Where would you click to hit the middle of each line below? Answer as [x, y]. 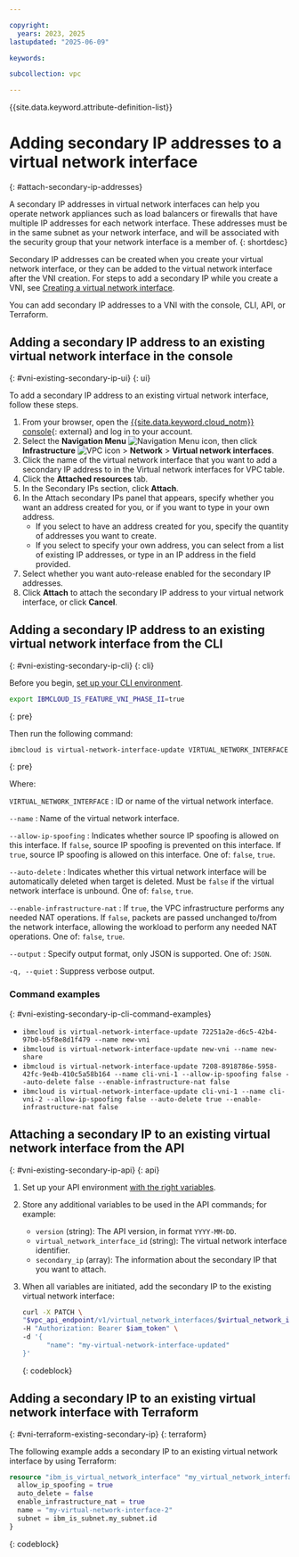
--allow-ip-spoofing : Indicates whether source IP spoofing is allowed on [144, 836]
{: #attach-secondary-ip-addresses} [76, 187]
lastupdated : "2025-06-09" [59, 42]
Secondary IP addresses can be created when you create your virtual [137, 259]
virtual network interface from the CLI [116, 644]
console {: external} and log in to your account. [107, 431]
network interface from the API [97, 1148]
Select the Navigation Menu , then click [140, 441]
